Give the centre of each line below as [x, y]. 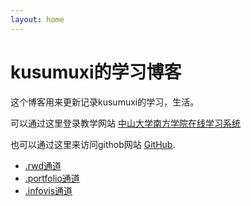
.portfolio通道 [52, 178]
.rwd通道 [43, 165]
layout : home [37, 19]
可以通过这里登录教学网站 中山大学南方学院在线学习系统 [125, 123]
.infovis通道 [48, 190]
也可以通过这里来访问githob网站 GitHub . [93, 144]
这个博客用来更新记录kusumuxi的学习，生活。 [105, 102]
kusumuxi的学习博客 [96, 72]
